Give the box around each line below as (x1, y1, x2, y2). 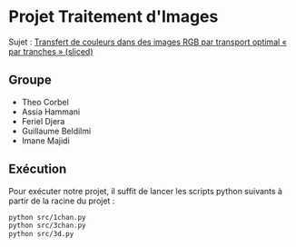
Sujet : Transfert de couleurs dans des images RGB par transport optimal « (8, 36, 287, 47)
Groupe (8, 73, 52, 88)
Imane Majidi (21, 134, 70, 146)
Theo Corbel (21, 96, 69, 107)
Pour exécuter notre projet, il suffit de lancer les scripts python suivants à (8, 185, 283, 196)
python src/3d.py (8, 230, 74, 239)
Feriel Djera (21, 115, 65, 126)
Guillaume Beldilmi (21, 125, 92, 136)
